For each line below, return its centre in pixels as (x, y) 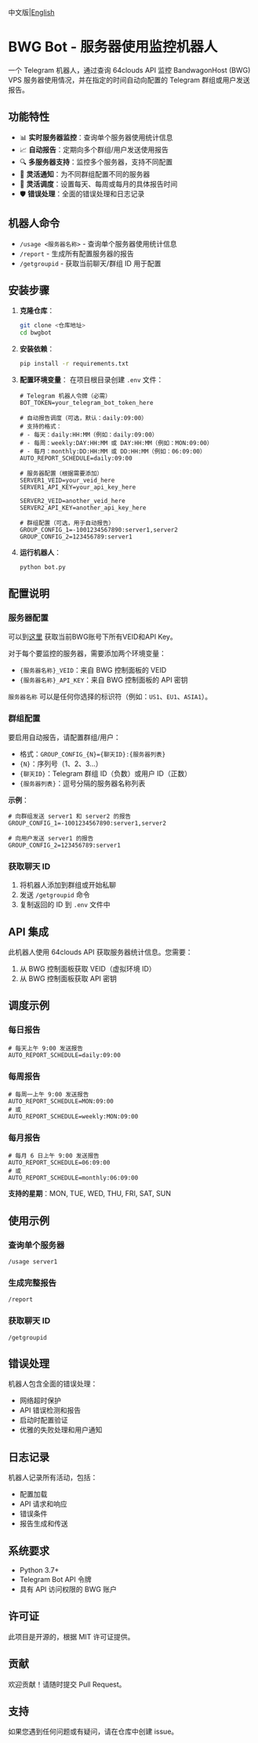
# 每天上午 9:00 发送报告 (46, 1048)
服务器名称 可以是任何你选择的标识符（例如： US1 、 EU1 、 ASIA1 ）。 (110, 696)
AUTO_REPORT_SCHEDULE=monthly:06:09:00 (73, 1178)
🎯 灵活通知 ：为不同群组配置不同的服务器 (85, 174)
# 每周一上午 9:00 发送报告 (49, 1094)
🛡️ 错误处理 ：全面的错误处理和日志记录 (82, 193)
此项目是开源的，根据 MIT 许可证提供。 (71, 1636)
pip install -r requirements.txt (74, 364)
